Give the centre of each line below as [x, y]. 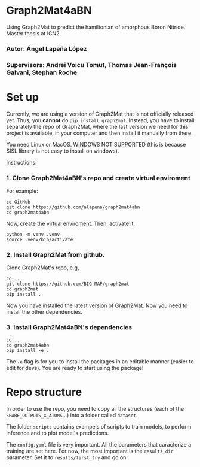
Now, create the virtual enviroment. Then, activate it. [71, 224]
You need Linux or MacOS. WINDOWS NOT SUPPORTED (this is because [96, 144]
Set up [22, 97]
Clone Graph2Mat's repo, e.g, [43, 268]
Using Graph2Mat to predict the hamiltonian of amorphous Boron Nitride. [96, 27]
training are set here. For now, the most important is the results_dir [90, 451]
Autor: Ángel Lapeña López [47, 48]
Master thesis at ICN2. [34, 33]
